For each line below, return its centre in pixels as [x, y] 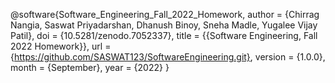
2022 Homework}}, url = [61, 46]
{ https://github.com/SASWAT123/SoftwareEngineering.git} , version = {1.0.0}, [168, 57]
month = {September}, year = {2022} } [90, 67]
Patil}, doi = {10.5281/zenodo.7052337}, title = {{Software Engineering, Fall [164, 35]
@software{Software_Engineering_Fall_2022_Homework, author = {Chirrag [165, 14]
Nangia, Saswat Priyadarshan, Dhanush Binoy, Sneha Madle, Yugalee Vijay [164, 25]
